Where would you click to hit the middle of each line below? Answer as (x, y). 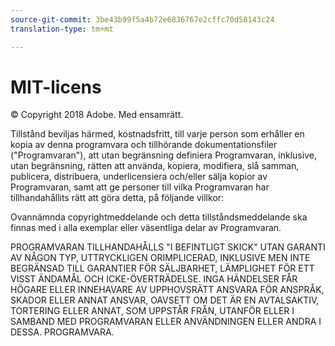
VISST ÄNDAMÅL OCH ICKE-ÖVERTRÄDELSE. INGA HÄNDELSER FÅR (154, 279)
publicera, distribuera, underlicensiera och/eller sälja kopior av (139, 177)
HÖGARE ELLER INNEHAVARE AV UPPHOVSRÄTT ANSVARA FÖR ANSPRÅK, (167, 290)
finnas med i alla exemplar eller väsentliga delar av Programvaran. (146, 228)
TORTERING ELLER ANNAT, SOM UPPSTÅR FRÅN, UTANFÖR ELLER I (152, 311)
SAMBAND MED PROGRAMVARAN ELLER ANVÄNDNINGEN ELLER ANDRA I (166, 322)
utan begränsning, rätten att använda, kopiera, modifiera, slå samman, (155, 166)
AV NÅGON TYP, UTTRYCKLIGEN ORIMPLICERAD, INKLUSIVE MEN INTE (160, 258)
